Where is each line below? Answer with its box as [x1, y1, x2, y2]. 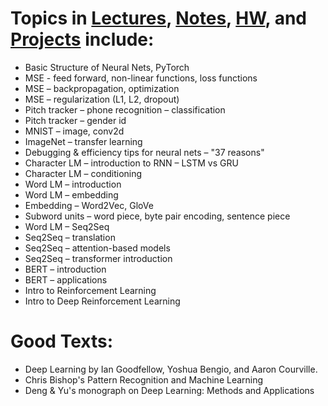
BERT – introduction [24, 263, 107, 275]
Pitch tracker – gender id [24, 114, 127, 126]
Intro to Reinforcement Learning [24, 284, 157, 296]
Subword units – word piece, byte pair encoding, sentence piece [24, 210, 291, 222]
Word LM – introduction [24, 178, 122, 190]
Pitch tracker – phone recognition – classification [24, 103, 226, 116]
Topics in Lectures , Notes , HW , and [10, 7, 307, 30]
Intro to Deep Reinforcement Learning [24, 295, 181, 307]
